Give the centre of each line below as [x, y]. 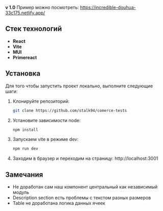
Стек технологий [34, 29]
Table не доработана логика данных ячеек [59, 203]
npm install [25, 130]
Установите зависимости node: [46, 120]
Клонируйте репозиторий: [41, 101]
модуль [21, 192]
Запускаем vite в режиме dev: [46, 139]
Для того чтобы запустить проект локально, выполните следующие [79, 86]
